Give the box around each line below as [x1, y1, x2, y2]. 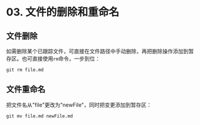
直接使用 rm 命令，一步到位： [32, 55, 101, 62]
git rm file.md [6, 67, 44, 73]
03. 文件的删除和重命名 [6, 5, 120, 19]
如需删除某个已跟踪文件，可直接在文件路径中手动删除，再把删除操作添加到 [6, 48, 189, 55]
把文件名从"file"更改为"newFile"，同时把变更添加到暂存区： [6, 101, 152, 108]
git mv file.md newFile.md [6, 113, 73, 119]
